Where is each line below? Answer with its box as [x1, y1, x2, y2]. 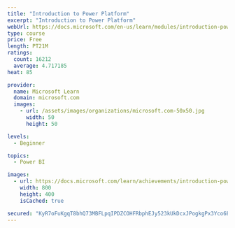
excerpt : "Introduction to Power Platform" [7, 17, 136, 24]
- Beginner [13, 139, 45, 147]
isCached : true [20, 197, 64, 204]
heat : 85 [7, 69, 33, 76]
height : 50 [25, 120, 58, 127]
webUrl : [7, 23, 30, 30]
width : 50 [25, 114, 55, 121]
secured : [7, 210, 33, 217]
